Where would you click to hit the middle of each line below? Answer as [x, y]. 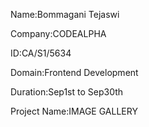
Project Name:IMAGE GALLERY [74, 111]
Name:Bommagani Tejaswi [65, 14]
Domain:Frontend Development [74, 72]
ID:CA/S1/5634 [41, 53]
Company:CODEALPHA [58, 33]
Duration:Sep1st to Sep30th [67, 92]
